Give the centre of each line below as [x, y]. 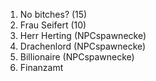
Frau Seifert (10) [53, 25]
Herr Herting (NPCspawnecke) [83, 35]
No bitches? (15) [53, 14]
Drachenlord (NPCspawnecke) [83, 46]
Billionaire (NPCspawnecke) [77, 57]
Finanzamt [41, 67]
